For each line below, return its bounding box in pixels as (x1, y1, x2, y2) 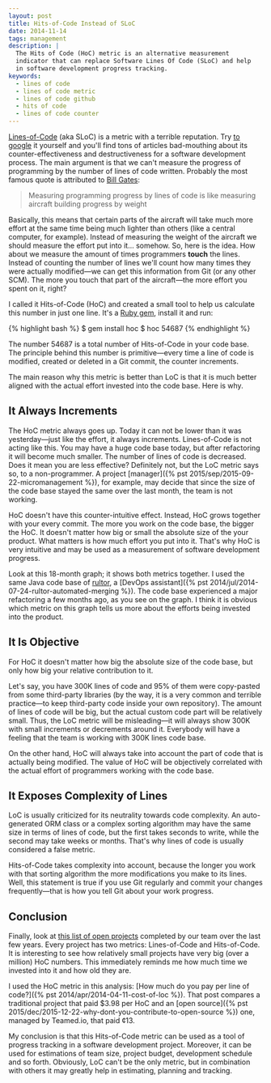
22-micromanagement (8, 477, 83, 486)
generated (8, 819, 43, 829)
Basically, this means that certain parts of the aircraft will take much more (8, 215, 253, 224)
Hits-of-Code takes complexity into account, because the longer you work (8, 860, 256, 870)
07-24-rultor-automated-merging (8, 586, 120, 596)
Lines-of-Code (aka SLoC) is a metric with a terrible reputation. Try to (8, 132, 240, 142)
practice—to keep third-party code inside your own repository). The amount (8, 698, 262, 708)
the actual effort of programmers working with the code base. (8, 766, 214, 775)
